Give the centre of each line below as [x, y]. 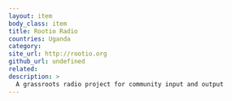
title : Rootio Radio [44, 31]
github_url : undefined [47, 62]
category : [25, 46]
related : [23, 69]
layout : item [31, 16]
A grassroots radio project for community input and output [120, 84]
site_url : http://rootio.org [58, 54]
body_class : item [38, 24]
